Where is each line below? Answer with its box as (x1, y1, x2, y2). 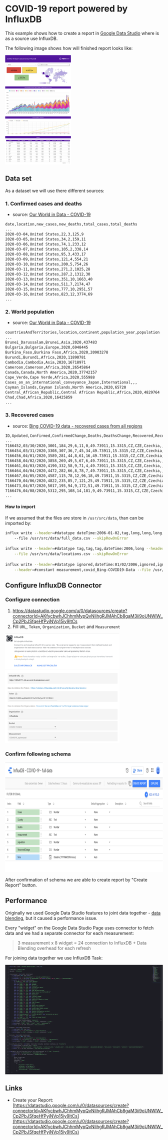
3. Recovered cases (5, 411, 54, 418)
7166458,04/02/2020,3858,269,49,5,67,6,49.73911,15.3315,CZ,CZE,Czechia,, (5, 458, 164, 463)
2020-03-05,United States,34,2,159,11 (5, 237, 86, 242)
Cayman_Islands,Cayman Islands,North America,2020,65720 (5, 385, 126, 390)
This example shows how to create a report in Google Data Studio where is (5, 30, 159, 36)
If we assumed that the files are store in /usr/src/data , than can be (5, 514, 144, 520)
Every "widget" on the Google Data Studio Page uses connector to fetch (5, 924, 154, 930)
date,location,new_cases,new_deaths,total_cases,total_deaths (5, 222, 137, 227)
